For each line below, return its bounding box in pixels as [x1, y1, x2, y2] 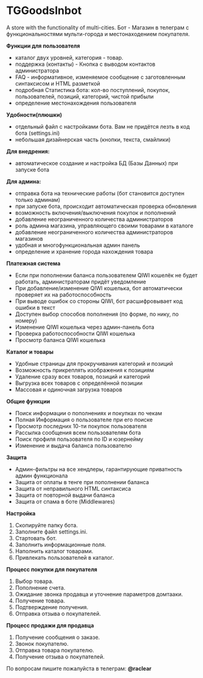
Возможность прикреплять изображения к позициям [15, 366, 154, 374]
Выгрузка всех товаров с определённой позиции [15, 379, 143, 387]
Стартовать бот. [15, 534, 57, 541]
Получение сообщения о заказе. [15, 633, 100, 641]
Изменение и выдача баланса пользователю [15, 441, 132, 449]
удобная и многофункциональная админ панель [15, 241, 140, 249]
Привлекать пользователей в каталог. [15, 554, 114, 561]
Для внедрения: [6, 148, 50, 155]
